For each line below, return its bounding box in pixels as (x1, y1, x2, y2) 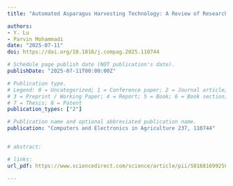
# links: (7, 155, 33, 163)
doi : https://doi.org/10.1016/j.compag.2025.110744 (7, 49, 159, 56)
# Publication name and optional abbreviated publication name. (7, 119, 197, 126)
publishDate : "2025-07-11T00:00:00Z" (7, 67, 116, 74)
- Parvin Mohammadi (7, 35, 64, 42)
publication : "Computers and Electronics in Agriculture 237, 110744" (7, 125, 216, 132)
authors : (7, 22, 33, 30)
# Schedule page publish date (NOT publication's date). (7, 61, 175, 68)
